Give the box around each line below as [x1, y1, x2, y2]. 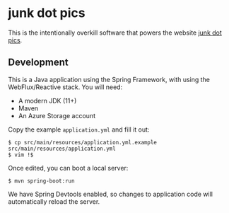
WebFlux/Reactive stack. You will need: [8, 83, 123, 91]
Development [8, 57, 69, 69]
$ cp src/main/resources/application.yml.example [8, 139, 158, 146]
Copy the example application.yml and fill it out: [8, 125, 150, 134]
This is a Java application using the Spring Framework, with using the [8, 75, 211, 84]
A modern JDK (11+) [18, 96, 77, 105]
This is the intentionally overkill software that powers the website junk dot [8, 28, 222, 37]
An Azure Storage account [18, 111, 96, 120]
